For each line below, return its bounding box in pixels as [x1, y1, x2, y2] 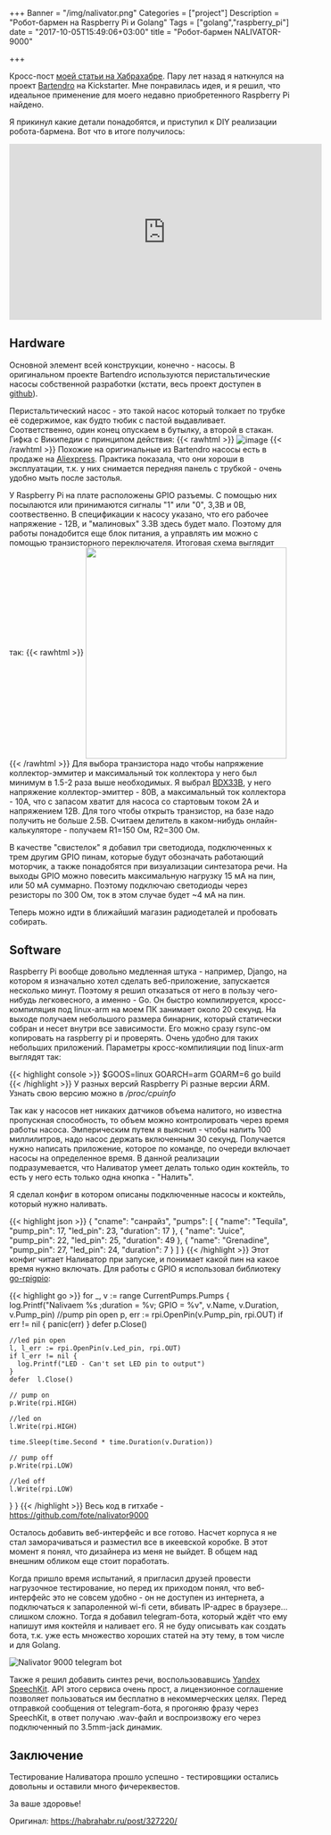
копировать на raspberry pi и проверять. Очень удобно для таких [9, 1033, 259, 1044]
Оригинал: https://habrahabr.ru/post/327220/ [9, 1815, 178, 1827]
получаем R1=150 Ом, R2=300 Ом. [69, 824, 201, 835]
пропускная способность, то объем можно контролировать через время [9, 1115, 289, 1126]
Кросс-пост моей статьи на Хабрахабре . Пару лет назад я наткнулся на [9, 71, 285, 81]
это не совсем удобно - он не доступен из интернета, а [52, 1592, 265, 1603]
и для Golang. [9, 1640, 61, 1651]
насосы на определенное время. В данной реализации [9, 1153, 220, 1163]
